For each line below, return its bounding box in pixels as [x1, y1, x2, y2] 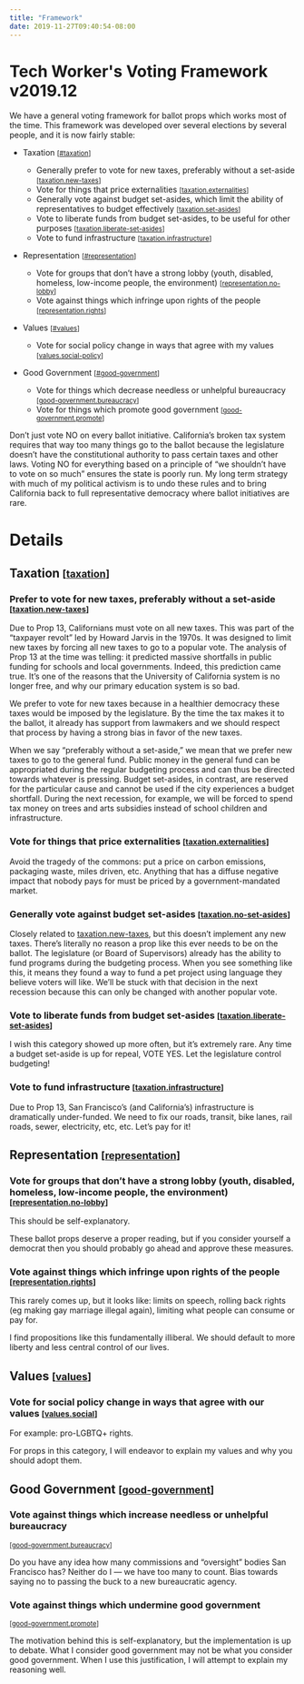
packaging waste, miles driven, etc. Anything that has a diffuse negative [9, 865, 279, 876]
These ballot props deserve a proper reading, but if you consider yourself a [9, 1234, 291, 1245]
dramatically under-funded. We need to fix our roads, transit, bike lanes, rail [9, 1111, 293, 1122]
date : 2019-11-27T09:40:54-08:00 [9, 22, 136, 31]
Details [9, 529, 64, 550]
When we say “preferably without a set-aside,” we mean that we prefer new [9, 745, 293, 756]
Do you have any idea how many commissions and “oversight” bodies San [9, 1557, 287, 1568]
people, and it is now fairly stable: [9, 129, 136, 141]
